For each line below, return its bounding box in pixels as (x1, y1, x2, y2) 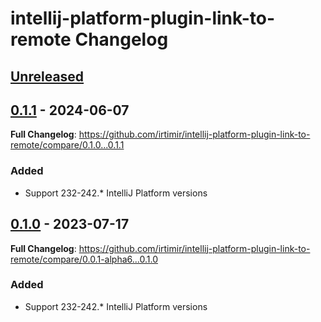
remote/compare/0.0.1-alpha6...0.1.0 (10, 253, 158, 265)
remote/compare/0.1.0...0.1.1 (10, 139, 125, 151)
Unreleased (10, 68, 85, 85)
